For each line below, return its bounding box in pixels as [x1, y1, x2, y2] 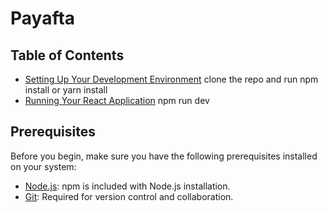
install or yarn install [24, 84, 108, 96]
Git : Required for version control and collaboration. [24, 190, 234, 202]
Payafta [10, 7, 76, 30]
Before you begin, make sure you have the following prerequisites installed [10, 150, 318, 162]
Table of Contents [10, 47, 125, 64]
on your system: [10, 160, 77, 172]
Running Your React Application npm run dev [24, 95, 210, 106]
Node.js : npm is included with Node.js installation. [24, 180, 231, 192]
